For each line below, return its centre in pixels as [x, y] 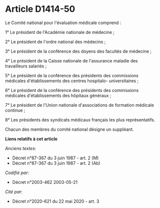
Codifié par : [17, 173]
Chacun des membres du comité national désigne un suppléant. [69, 129]
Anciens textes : [21, 148]
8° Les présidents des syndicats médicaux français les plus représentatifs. [80, 119]
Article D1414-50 [40, 9]
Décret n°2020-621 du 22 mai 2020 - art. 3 [56, 201]
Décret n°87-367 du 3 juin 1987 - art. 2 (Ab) [56, 163]
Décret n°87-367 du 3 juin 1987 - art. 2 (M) [55, 158]
